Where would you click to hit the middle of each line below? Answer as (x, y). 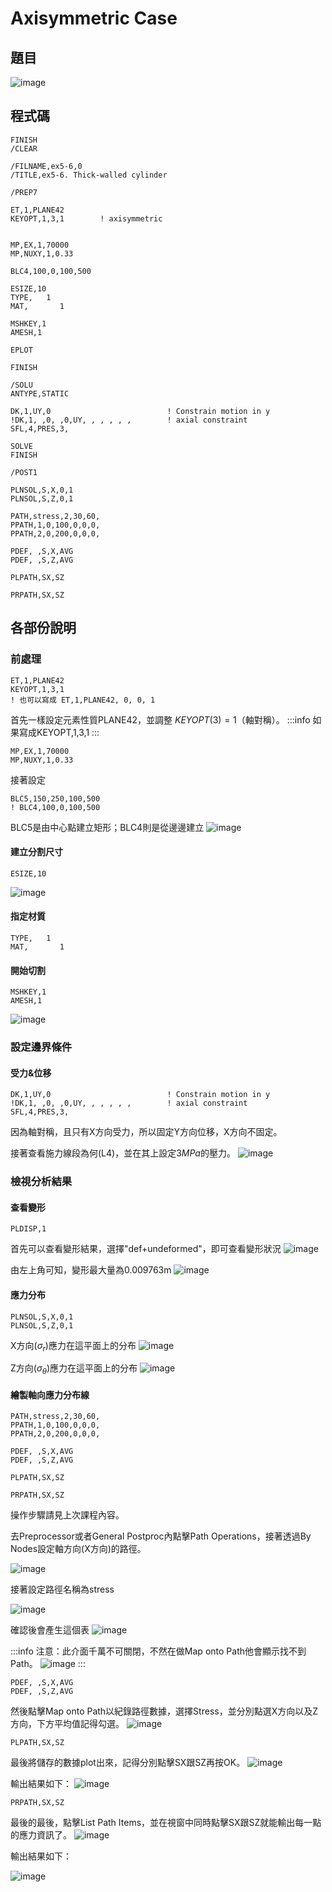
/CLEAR (24, 148)
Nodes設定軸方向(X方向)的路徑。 (78, 1549)
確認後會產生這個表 (50, 1630)
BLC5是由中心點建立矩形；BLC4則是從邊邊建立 (107, 827)
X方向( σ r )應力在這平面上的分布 (73, 1346)
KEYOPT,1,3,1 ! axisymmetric (86, 218)
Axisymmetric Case (94, 18)
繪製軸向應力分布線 (50, 1394)
